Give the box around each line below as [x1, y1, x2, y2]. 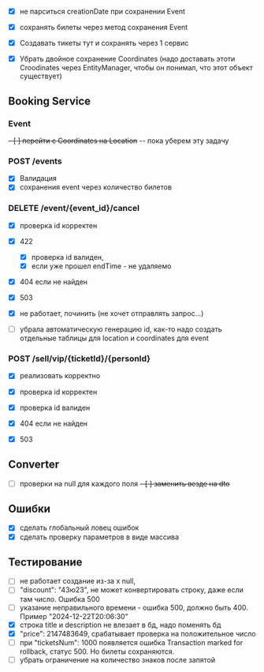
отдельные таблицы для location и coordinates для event [19, 333, 209, 343]
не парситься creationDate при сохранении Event [19, 7, 186, 16]
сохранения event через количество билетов [19, 182, 172, 192]
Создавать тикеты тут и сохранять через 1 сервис [19, 39, 189, 48]
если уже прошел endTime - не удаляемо [31, 261, 172, 271]
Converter [8, 458, 60, 471]
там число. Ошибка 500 [19, 594, 100, 603]
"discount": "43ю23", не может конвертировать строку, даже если [19, 585, 244, 595]
